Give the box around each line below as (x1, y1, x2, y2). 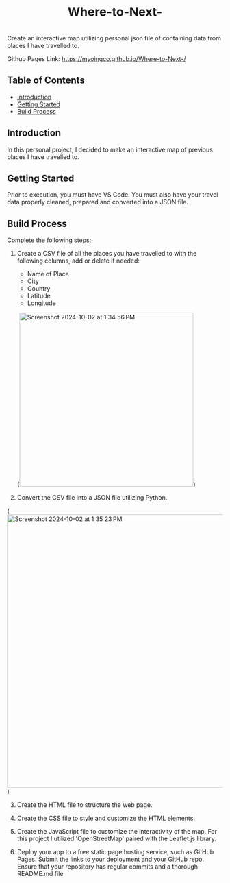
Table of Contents (7, 75, 86, 86)
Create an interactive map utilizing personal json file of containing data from (7, 34, 221, 42)
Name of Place (27, 270, 70, 278)
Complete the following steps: (7, 236, 92, 244)
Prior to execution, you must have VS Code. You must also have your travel (7, 191, 218, 199)
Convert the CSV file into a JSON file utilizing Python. (16, 494, 168, 502)
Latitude (27, 292, 51, 300)
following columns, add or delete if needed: (16, 256, 140, 265)
